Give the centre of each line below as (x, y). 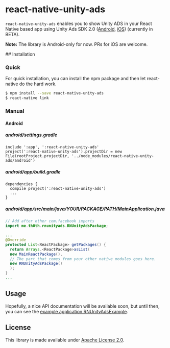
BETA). (13, 34)
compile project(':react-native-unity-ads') (58, 189)
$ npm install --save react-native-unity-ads (54, 93)
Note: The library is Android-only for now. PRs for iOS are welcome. (77, 44)
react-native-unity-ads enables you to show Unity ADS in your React (79, 23)
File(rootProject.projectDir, (38, 156)
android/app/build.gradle (33, 172)
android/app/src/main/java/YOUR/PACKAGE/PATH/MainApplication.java (85, 209)
